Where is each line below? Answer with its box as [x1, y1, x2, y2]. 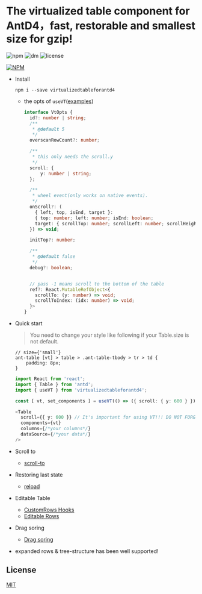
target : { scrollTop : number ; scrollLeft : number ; [35, 220, 164, 227]
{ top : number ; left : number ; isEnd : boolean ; [35, 215, 154, 221]
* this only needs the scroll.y [32, 154, 113, 160]
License [6, 565, 37, 575]
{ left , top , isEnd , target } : [35, 209, 113, 215]
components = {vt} [20, 420, 61, 426]
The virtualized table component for [6, 4, 191, 18]
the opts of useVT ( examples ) [23, 98, 94, 105]
